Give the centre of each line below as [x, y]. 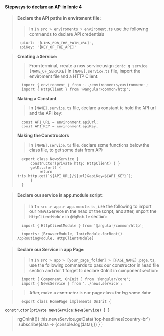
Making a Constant [37, 98]
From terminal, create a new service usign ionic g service [88, 65]
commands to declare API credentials [67, 34]
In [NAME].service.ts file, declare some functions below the [89, 145]
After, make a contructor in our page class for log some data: [90, 293]
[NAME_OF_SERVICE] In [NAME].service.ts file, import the [85, 71]
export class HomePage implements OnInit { [66, 302]
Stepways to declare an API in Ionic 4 [43, 7]
